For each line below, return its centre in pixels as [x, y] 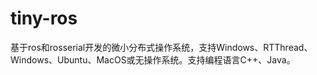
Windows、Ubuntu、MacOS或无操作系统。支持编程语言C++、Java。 [153, 59]
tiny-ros [44, 18]
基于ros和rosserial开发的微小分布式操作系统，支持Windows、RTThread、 [161, 47]
